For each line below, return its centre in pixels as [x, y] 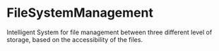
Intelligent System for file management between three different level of [109, 32]
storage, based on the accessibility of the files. [75, 39]
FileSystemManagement [80, 13]
